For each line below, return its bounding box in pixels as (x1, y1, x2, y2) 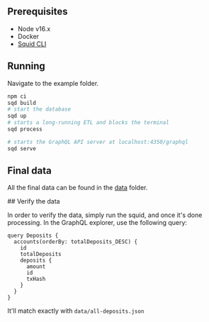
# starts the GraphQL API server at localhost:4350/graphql (7, 138, 189, 145)
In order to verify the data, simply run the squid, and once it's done (7, 211, 203, 219)
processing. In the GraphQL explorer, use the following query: (7, 218, 188, 227)
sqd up (7, 113, 27, 120)
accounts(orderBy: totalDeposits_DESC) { (13, 238, 138, 245)
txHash (26, 276, 46, 283)
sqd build (7, 99, 37, 106)
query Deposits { (7, 232, 59, 240)
